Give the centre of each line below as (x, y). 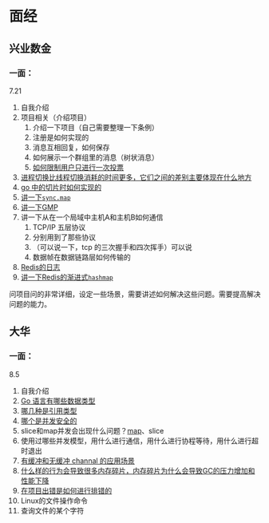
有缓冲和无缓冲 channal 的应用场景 (77, 461)
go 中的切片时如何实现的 (61, 187)
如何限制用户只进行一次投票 (78, 167)
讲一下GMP (39, 207)
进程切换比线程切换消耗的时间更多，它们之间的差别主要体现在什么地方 (136, 177)
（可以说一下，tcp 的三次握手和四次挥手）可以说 (112, 247)
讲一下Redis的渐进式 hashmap (67, 277)
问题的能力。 (30, 303)
